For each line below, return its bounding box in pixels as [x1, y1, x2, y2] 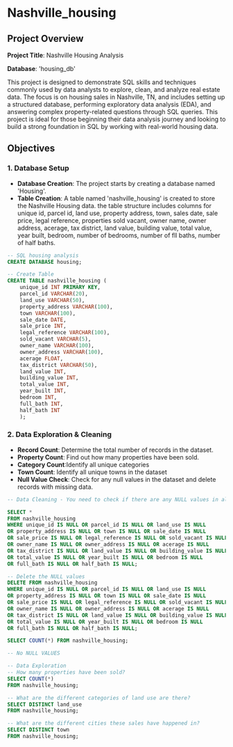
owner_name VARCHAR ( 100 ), [19, 343, 95, 349]
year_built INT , [19, 388, 67, 395]
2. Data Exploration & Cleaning [7, 430, 112, 439]
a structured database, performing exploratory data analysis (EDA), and [7, 100, 212, 109]
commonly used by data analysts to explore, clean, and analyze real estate [7, 86, 221, 93]
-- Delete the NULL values [7, 573, 85, 580]
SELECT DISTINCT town [7, 726, 70, 734]
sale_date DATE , [19, 316, 67, 323]
